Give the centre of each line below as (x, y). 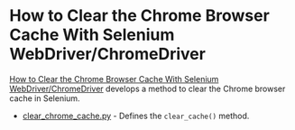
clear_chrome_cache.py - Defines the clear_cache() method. (136, 116)
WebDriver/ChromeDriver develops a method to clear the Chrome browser (147, 88)
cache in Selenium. (45, 98)
